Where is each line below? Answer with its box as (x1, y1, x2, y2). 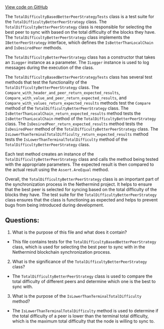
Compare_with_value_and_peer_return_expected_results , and (5, 95, 127, 101)
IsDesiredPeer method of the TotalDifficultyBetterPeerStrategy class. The (5, 126, 159, 132)
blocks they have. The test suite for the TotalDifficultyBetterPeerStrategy (5, 192, 157, 197)
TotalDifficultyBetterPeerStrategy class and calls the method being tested (5, 156, 159, 162)
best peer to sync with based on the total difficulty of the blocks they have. (5, 29, 156, 35)
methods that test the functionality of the (5, 79, 87, 85)
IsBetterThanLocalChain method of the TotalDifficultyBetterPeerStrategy (5, 116, 156, 121)
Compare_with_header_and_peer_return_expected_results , (5, 90, 121, 95)
